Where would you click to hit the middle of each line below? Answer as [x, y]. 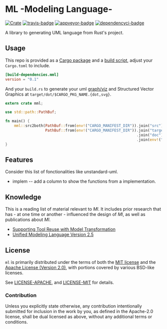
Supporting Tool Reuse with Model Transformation [64, 229]
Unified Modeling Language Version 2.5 [53, 234]
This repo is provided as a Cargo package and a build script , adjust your [79, 60]
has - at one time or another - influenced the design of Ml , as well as [75, 215]
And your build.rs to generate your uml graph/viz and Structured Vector [80, 89]
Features [19, 160]
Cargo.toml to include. [28, 65]
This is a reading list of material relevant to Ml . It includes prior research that [83, 209]
